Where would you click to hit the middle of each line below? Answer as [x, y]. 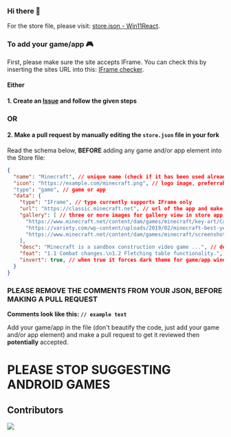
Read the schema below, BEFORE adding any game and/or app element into [114, 150]
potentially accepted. [38, 342]
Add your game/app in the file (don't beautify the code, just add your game [113, 327]
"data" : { [27, 196]
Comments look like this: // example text [67, 314]
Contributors [35, 410]
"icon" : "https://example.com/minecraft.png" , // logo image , [104, 183]
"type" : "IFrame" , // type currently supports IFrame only [106, 203]
